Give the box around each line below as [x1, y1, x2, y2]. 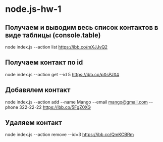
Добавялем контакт [5, 86, 71, 95]
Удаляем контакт [5, 119, 62, 127]
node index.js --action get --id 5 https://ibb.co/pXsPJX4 [5, 71, 119, 77]
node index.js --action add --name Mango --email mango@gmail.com [5, 99, 148, 105]
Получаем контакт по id [5, 58, 83, 67]
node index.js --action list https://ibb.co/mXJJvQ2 [5, 44, 108, 50]
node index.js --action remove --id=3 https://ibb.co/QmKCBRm [5, 132, 134, 138]
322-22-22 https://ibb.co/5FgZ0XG [19, 104, 91, 110]
